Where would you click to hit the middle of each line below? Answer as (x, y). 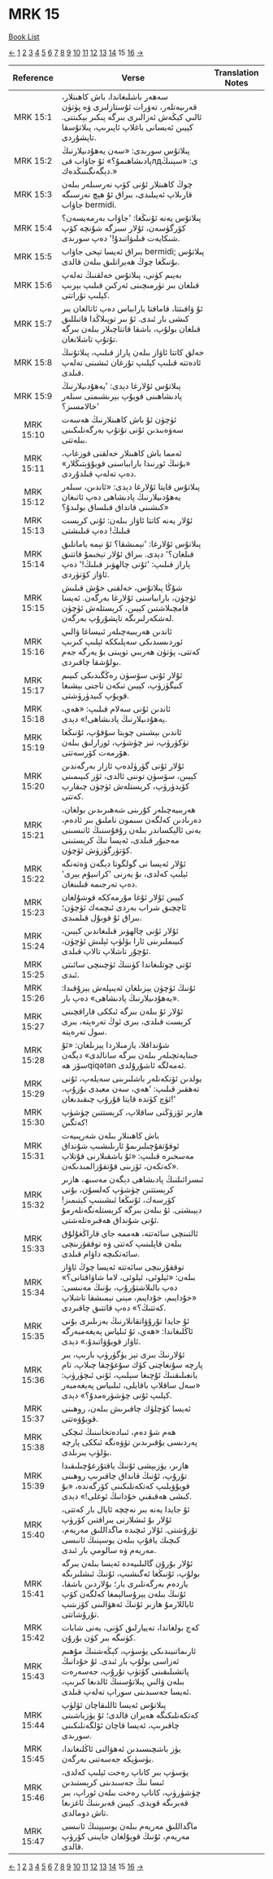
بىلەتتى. (74, 439)
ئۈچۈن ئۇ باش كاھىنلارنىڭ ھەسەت (119, 419)
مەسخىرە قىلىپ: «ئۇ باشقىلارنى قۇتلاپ (128, 1155)
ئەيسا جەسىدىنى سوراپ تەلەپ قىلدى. (126, 1692)
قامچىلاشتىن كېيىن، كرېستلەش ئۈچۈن (125, 608)
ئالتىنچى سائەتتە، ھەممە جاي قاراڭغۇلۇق (130, 1233)
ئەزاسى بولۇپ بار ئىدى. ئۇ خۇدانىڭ (120, 1661)
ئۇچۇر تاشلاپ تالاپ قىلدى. (106, 951)
